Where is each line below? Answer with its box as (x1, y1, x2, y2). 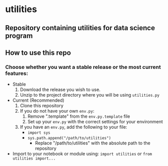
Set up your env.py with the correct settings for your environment (27, 119, 163, 125)
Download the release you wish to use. (20, 87, 101, 93)
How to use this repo (5, 48, 71, 57)
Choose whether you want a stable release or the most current (5, 63, 161, 70)
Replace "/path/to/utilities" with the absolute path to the (35, 140, 151, 146)
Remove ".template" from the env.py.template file (27, 113, 130, 119)
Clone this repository (20, 103, 64, 109)
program (5, 31, 33, 40)
